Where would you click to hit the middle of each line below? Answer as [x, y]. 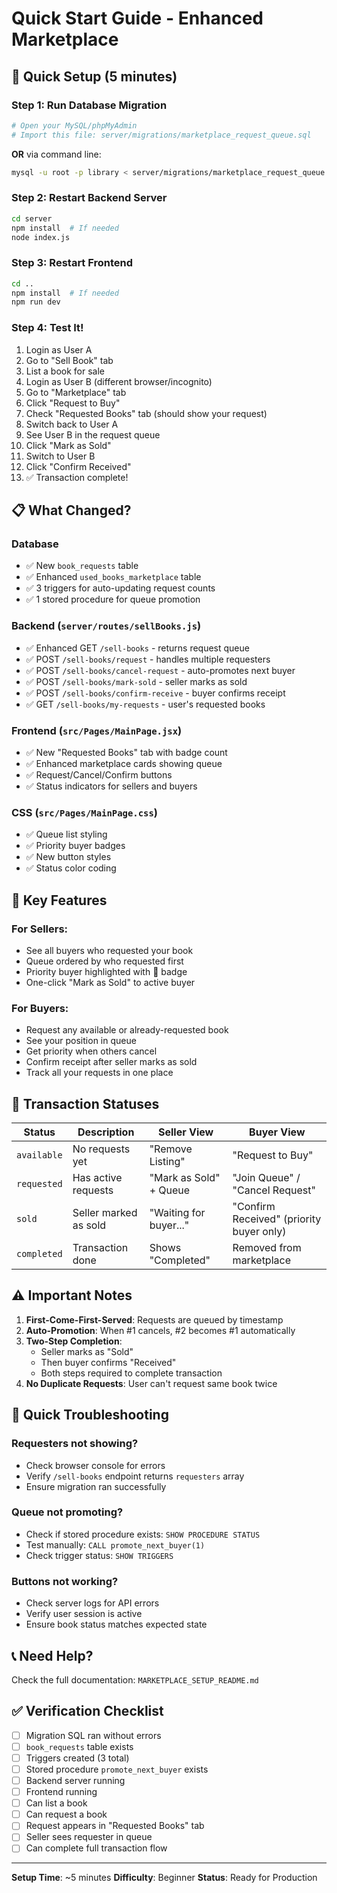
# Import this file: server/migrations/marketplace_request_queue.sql [161, 135]
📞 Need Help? [52, 1655]
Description [106, 1132]
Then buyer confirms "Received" [108, 1362]
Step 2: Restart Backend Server [89, 198]
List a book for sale [65, 371]
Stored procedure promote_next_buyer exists [117, 1769]
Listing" [167, 1162]
